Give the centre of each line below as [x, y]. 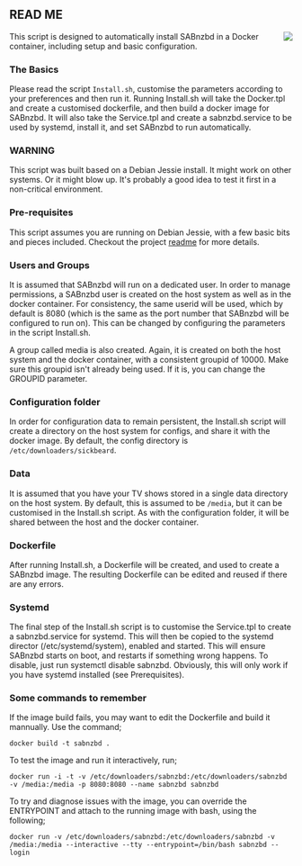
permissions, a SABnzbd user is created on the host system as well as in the [151, 294]
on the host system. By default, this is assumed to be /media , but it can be [146, 502]
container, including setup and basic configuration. [103, 46]
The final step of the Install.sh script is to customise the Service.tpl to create [151, 627]
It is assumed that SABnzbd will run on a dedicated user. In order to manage [150, 284]
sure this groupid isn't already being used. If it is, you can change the [138, 369]
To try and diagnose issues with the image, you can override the [128, 801]
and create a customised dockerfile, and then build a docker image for [139, 108]
